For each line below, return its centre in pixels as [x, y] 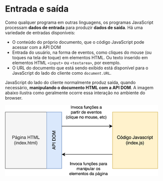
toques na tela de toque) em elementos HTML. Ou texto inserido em [80, 57]
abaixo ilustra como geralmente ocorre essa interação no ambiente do [75, 93]
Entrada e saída [37, 9]
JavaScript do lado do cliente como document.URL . [62, 73]
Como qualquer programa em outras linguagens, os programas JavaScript [79, 22]
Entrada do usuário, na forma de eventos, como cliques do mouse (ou [82, 52]
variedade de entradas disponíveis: [40, 33]
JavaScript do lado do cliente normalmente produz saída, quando [70, 82]
